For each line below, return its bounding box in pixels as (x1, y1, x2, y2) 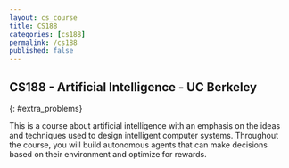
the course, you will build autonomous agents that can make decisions (9, 139, 268, 150)
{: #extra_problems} (9, 103, 83, 113)
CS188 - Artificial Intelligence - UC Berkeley (9, 80, 257, 95)
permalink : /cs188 (9, 38, 78, 47)
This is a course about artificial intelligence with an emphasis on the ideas (9, 120, 281, 130)
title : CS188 (9, 21, 58, 30)
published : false (9, 46, 74, 55)
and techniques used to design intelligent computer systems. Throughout (9, 130, 279, 140)
